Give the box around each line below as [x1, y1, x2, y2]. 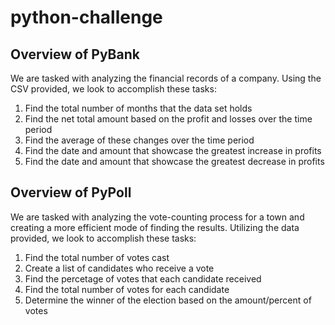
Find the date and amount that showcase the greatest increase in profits [24, 145, 322, 156]
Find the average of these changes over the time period [24, 134, 255, 146]
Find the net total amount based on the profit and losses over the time [24, 113, 313, 125]
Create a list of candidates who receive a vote [24, 262, 215, 274]
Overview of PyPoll [10, 184, 132, 201]
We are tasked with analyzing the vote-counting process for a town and [10, 211, 305, 223]
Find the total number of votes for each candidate [24, 283, 230, 295]
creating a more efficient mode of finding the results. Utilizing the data [10, 221, 300, 233]
